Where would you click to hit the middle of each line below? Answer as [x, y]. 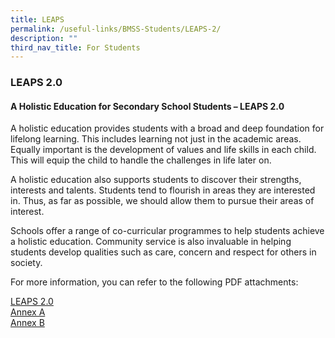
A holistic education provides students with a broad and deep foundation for [167, 128]
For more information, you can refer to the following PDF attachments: [154, 282]
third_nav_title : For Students [75, 47]
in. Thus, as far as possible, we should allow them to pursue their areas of [162, 201]
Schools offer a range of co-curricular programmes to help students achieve [167, 231]
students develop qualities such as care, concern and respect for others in [163, 252]
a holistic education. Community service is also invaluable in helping [151, 242]
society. [26, 263]
